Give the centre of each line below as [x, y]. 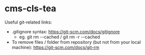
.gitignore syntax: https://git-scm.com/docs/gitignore [66, 31]
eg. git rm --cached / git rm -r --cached [60, 37]
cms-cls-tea [30, 9]
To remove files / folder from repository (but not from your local [76, 42]
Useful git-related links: [28, 22]
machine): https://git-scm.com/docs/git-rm [55, 47]
